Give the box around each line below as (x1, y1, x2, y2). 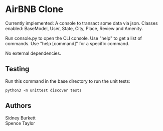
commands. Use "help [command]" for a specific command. (5, 40, 129, 46)
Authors (5, 101, 32, 110)
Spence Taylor (5, 120, 35, 126)
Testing (5, 65, 30, 73)
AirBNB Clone (5, 4, 64, 15)
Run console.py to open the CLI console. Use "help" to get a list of (5, 35, 142, 41)
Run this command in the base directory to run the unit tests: (5, 78, 130, 84)
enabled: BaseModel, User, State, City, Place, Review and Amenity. (5, 25, 143, 31)
